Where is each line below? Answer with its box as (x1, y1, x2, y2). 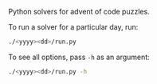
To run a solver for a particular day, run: (8, 22, 139, 31)
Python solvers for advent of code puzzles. (8, 7, 150, 16)
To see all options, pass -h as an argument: (8, 52, 150, 62)
